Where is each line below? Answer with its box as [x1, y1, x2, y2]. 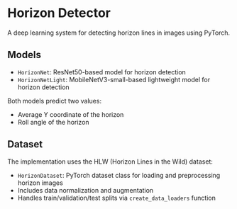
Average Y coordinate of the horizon [17, 110, 124, 118]
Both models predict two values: [7, 96, 101, 105]
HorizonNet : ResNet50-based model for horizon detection [17, 67, 186, 76]
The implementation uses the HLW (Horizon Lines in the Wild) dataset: [7, 157, 213, 166]
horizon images [17, 179, 64, 187]
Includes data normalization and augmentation [17, 186, 154, 194]
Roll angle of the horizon [17, 118, 90, 126]
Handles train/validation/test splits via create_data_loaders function [17, 193, 216, 202]
